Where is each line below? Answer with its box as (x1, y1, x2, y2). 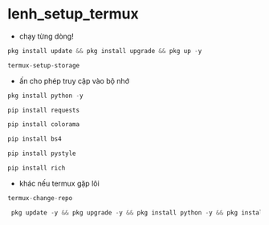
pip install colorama (7, 121, 80, 129)
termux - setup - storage (7, 61, 80, 69)
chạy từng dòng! (18, 31, 74, 41)
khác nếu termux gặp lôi (18, 178, 100, 188)
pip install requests (7, 106, 80, 114)
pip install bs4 (7, 135, 62, 143)
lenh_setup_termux (7, 5, 139, 23)
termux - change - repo (7, 194, 73, 202)
